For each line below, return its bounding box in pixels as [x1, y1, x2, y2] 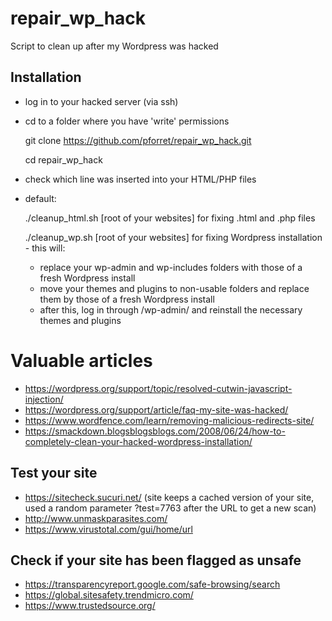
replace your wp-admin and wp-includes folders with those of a [39, 261, 303, 273]
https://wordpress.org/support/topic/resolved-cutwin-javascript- [24, 382, 293, 394]
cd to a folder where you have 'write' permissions [24, 115, 230, 127]
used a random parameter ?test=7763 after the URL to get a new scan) [24, 502, 317, 514]
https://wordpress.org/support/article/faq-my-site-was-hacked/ [24, 403, 289, 416]
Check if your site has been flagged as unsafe [10, 552, 302, 569]
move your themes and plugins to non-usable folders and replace [39, 282, 310, 294]
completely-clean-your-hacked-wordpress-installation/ [24, 435, 253, 447]
